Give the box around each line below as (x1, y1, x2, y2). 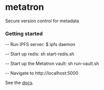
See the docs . (5, 80, 34, 86)
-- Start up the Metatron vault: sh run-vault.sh (5, 61, 100, 67)
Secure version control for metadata (5, 18, 80, 24)
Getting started (5, 30, 43, 37)
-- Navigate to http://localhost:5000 (5, 70, 79, 76)
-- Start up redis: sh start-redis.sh (5, 51, 75, 57)
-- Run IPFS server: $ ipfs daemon (5, 42, 76, 47)
